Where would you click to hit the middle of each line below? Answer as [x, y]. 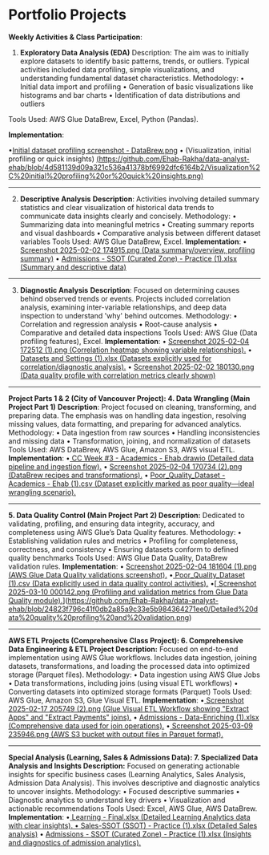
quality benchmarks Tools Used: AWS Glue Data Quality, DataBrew [118, 557]
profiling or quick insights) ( [54, 159]
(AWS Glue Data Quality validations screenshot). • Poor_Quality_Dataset [127, 574]
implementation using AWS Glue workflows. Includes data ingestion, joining [133, 657]
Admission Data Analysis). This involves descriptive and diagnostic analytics [134, 783]
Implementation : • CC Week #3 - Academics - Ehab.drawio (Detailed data [131, 458]
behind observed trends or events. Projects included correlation [125, 298]
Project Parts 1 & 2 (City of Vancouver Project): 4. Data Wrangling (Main [129, 398]
